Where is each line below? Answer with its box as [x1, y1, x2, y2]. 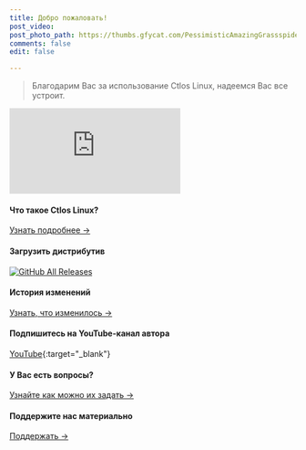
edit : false [9, 47, 55, 57]
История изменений [9, 287, 91, 298]
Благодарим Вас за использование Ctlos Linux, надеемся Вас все [31, 80, 289, 91]
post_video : [9, 22, 55, 31]
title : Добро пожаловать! [9, 13, 107, 23]
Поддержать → [9, 431, 69, 442]
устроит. [31, 90, 66, 101]
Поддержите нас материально [9, 410, 134, 421]
